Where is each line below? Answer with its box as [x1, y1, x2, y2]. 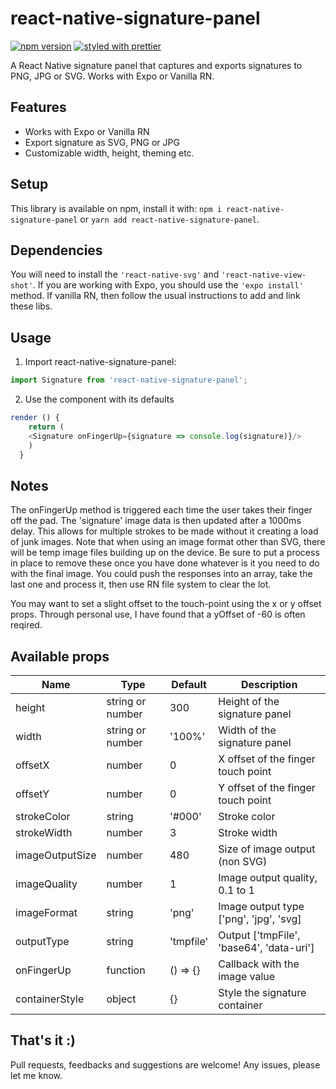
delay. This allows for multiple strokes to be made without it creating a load [10, 525, 319, 537]
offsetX [15, 758, 50, 772]
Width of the [218, 723, 277, 737]
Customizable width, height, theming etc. [24, 147, 195, 159]
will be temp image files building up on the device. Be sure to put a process [10, 547, 320, 559]
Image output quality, [218, 871, 318, 885]
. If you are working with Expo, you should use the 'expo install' [32, 279, 304, 291]
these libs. [10, 300, 53, 312]
